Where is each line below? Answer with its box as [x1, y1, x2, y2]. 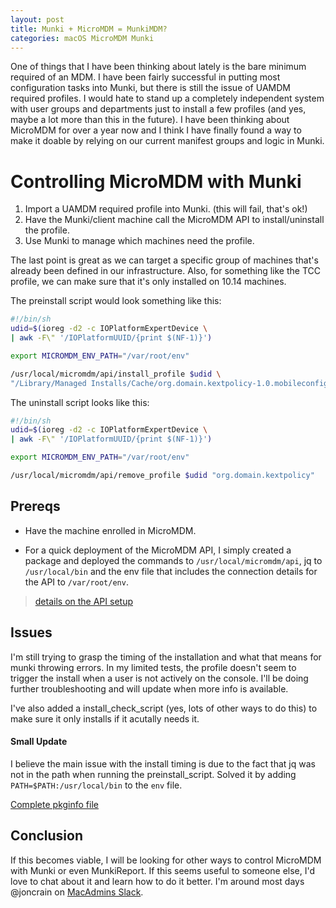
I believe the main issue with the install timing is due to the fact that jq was [10, 757, 316, 770]
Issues [10, 624, 53, 641]
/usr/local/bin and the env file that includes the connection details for [24, 565, 318, 577]
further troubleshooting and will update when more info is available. [10, 682, 289, 695]
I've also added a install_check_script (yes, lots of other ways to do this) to [10, 702, 318, 714]
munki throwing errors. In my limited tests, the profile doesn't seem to [10, 661, 297, 673]
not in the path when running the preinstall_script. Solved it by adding [10, 768, 297, 780]
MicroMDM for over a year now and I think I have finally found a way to [10, 124, 302, 136]
